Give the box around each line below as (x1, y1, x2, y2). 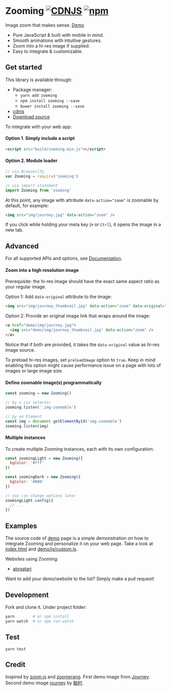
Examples (5, 521, 37, 530)
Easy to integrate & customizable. (12, 48, 83, 54)
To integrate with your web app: (5, 123, 72, 130)
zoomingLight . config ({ (5, 498, 53, 503)
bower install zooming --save (20, 104, 85, 109)
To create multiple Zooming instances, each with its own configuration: (5, 446, 154, 452)
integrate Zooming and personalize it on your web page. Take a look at (5, 541, 154, 547)
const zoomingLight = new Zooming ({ (5, 455, 83, 461)
